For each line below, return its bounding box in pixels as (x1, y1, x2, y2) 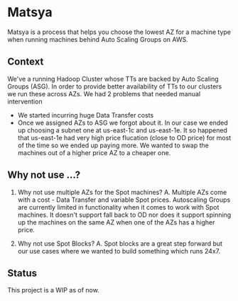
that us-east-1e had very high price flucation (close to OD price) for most (17, 133, 232, 142)
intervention (7, 97, 43, 106)
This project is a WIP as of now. (7, 286, 99, 295)
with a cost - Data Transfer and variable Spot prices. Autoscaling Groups (17, 195, 231, 204)
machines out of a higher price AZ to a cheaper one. (17, 148, 171, 157)
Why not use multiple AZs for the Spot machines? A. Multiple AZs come (17, 188, 227, 196)
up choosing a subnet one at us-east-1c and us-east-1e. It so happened (17, 125, 227, 135)
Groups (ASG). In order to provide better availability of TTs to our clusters (7, 82, 222, 91)
